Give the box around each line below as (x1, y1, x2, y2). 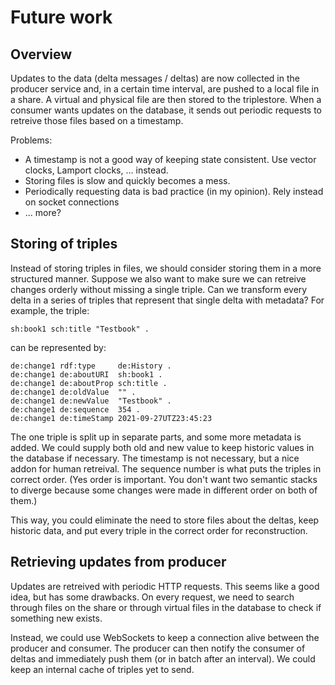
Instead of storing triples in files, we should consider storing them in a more (10, 262, 322, 274)
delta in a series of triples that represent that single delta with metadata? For (10, 294, 325, 306)
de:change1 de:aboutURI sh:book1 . (10, 369, 163, 380)
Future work (10, 6, 113, 29)
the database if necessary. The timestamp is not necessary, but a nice (10, 452, 300, 464)
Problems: (10, 134, 53, 146)
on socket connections (24, 196, 120, 208)
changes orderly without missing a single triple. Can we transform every (10, 283, 308, 295)
